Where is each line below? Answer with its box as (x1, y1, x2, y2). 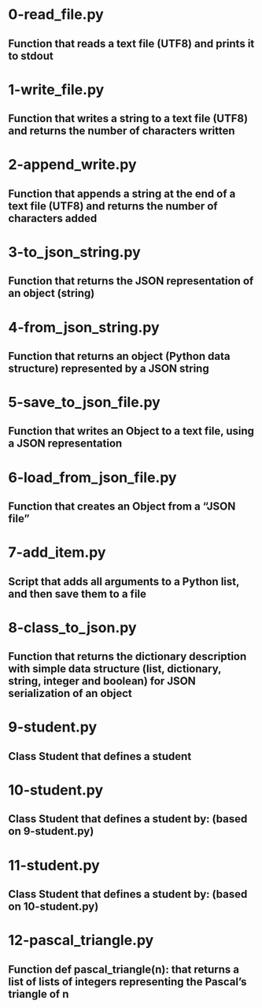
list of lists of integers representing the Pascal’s (8, 975, 247, 988)
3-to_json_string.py (8, 243, 142, 261)
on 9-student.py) (8, 825, 94, 838)
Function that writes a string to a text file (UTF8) (8, 112, 249, 125)
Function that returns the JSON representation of (8, 274, 254, 288)
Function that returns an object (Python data (8, 349, 231, 363)
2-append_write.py (8, 156, 137, 174)
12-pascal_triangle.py (8, 932, 154, 950)
